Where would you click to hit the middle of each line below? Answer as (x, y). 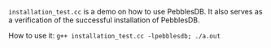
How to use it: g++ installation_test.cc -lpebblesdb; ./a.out (115, 36)
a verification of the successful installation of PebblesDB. (105, 20)
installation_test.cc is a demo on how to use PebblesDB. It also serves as (135, 12)
